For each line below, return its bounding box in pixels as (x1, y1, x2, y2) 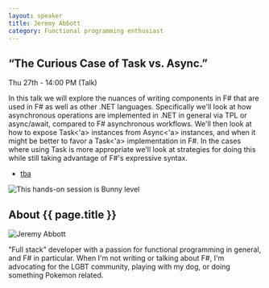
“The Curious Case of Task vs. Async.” (8, 56, 208, 70)
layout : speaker (8, 11, 63, 20)
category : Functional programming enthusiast (8, 27, 163, 35)
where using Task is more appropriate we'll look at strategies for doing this (8, 145, 256, 154)
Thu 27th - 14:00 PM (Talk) (8, 78, 98, 88)
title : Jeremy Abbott (8, 19, 81, 27)
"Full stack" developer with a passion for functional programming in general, (8, 245, 262, 254)
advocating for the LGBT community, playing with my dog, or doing (8, 262, 231, 271)
